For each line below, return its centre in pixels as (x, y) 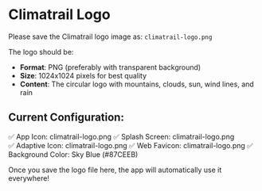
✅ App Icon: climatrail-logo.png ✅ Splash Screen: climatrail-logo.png (121, 136)
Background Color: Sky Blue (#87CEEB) (73, 154)
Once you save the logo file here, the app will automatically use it (115, 170)
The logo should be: (41, 52)
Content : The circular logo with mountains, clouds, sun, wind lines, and (137, 84)
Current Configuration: (66, 118)
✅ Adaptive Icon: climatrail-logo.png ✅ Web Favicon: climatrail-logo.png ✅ (131, 145)
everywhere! (29, 178)
